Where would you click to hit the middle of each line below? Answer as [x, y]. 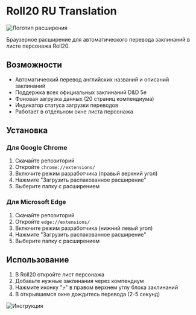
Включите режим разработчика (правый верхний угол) [86, 174]
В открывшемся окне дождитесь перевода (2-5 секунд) [87, 294]
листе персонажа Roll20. [38, 46]
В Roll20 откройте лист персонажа [59, 274]
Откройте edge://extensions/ [52, 221]
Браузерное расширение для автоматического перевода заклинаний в [98, 39]
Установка [27, 131]
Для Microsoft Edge [36, 202]
